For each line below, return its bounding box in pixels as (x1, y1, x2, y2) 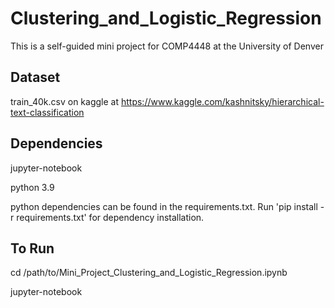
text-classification (10, 106, 85, 118)
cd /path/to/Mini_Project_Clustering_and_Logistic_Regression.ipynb (10, 267, 288, 279)
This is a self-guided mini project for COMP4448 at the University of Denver (10, 40, 324, 52)
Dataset (10, 69, 61, 86)
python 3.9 (10, 181, 55, 193)
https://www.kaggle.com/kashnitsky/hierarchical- (120, 95, 325, 107)
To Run (10, 240, 55, 257)
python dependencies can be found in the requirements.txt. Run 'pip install (10, 200, 318, 212)
